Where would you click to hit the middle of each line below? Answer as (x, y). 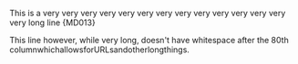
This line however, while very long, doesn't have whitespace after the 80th (149, 40)
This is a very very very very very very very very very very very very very (148, 13)
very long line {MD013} (52, 23)
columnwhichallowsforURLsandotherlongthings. (99, 50)
